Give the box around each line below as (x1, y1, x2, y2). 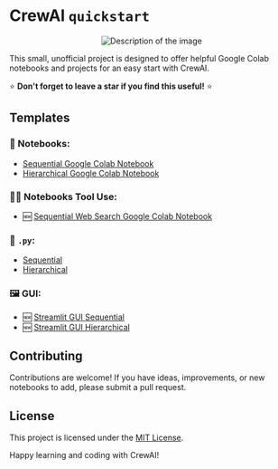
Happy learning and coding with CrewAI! (9, 450, 160, 461)
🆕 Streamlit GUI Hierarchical (22, 321, 131, 332)
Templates (9, 110, 70, 126)
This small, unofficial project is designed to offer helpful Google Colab (9, 53, 269, 63)
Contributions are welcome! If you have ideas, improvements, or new (9, 372, 265, 383)
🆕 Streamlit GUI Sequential (22, 311, 125, 322)
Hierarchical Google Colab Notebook (22, 167, 160, 178)
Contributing (9, 348, 83, 363)
